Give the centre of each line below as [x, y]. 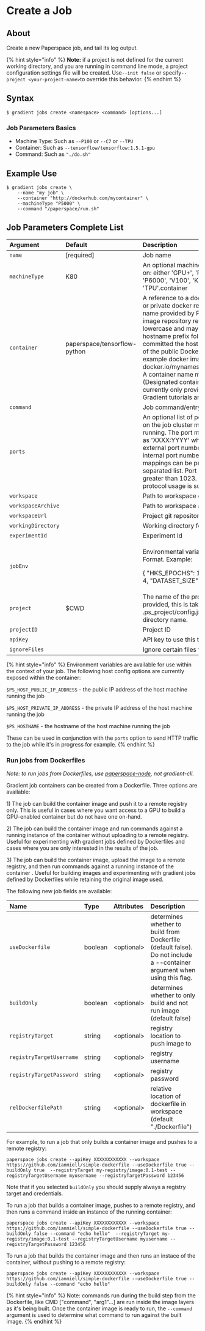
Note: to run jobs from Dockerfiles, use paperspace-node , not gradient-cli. [100, 773]
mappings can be [167, 463]
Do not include [171, 955]
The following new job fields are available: [59, 891]
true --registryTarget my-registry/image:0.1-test [100, 1171]
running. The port [167, 432]
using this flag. [171, 978]
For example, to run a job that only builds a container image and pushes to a [102, 1142]
